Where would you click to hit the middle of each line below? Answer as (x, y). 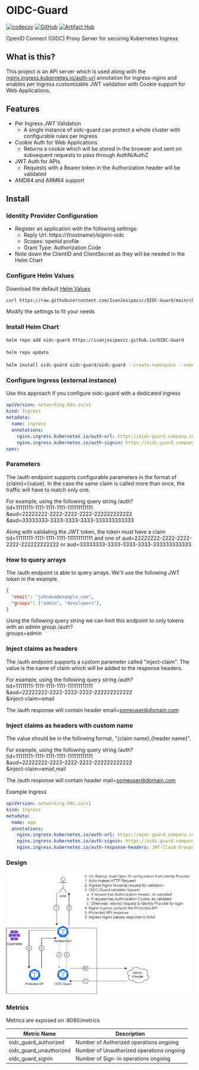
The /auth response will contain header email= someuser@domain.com (93, 710)
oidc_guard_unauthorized (40, 1050)
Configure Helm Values (40, 276)
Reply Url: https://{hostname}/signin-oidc (74, 235)
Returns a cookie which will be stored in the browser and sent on (102, 149)
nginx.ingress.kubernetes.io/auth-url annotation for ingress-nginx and (92, 77)
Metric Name (40, 1033)
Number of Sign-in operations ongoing (123, 1059)
